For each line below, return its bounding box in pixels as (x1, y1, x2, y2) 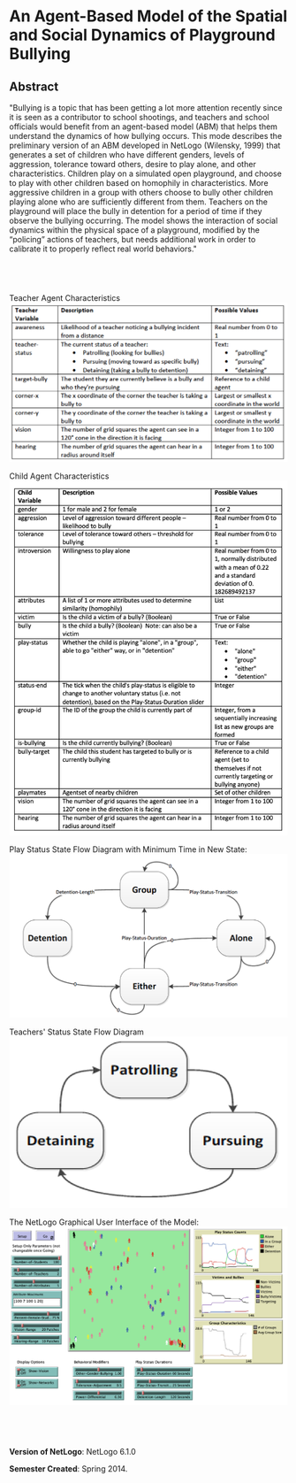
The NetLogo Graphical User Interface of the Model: (9, 1217, 199, 1227)
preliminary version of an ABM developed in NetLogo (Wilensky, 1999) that (9, 140, 281, 150)
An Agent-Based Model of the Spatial (9, 6, 288, 27)
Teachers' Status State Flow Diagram (9, 1026, 144, 1037)
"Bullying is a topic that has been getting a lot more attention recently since (9, 103, 283, 112)
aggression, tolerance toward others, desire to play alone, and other (9, 159, 256, 169)
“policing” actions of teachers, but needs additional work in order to (9, 234, 256, 244)
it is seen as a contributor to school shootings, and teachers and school (9, 112, 269, 122)
